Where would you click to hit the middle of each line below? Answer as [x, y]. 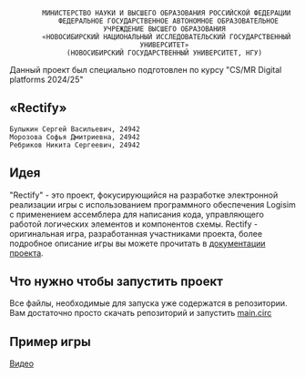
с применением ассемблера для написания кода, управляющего [137, 214]
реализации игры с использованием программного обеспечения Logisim [152, 204]
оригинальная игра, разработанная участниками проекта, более [136, 233]
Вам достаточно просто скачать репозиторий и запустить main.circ [141, 313]
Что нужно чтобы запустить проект [116, 282]
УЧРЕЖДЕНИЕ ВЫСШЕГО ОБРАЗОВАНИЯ [164, 29]
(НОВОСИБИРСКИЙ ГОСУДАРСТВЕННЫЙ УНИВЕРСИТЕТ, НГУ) [164, 53]
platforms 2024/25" [46, 79]
